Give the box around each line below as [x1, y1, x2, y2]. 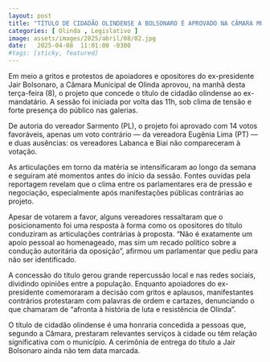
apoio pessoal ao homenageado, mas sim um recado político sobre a [8, 238, 237, 247]
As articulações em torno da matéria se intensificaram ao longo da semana [8, 162, 256, 171]
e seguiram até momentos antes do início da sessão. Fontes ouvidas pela [8, 171, 251, 180]
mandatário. [8, 97, 48, 106]
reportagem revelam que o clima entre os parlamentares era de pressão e [8, 179, 253, 189]
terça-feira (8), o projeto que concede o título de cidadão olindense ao [8, 88, 242, 97]
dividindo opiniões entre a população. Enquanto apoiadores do [8, 279, 216, 288]
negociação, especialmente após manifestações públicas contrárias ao [8, 188, 243, 197]
